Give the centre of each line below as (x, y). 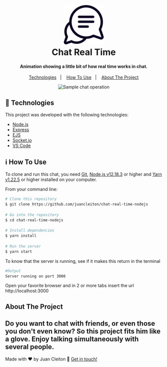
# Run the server (23, 246)
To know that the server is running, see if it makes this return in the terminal (83, 261)
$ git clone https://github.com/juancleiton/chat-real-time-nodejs (77, 204)
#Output (13, 271)
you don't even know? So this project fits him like (83, 331)
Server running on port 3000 (35, 276)
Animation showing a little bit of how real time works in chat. (84, 66)
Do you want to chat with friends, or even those (80, 324)
